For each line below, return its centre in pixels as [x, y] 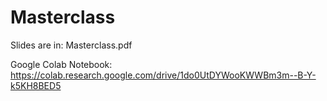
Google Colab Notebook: [61, 64]
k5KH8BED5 [36, 85]
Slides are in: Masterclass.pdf [71, 45]
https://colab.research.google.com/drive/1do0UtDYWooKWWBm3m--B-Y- [163, 75]
